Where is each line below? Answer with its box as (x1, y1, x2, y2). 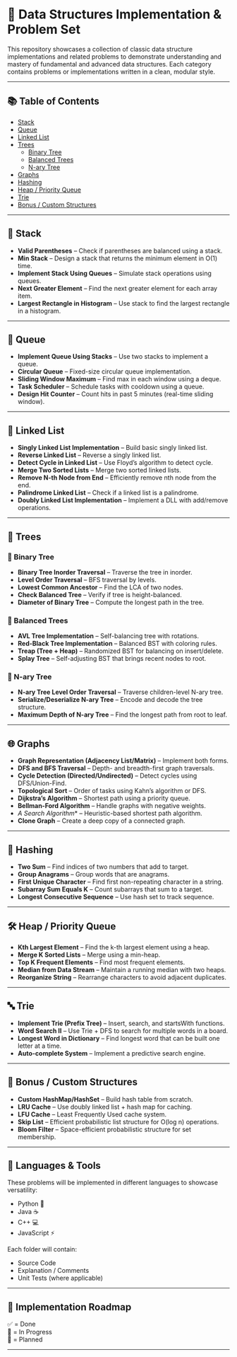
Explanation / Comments (17, 1266, 90, 1275)
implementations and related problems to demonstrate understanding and (7, 52, 222, 61)
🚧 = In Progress (7, 1328, 53, 1336)
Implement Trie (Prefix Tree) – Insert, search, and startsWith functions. (17, 1019, 225, 1027)
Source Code (17, 1259, 56, 1267)
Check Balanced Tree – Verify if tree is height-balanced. (17, 590, 182, 599)
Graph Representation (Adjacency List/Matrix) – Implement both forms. (17, 756, 229, 765)
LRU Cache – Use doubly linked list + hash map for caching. (17, 1102, 193, 1111)
